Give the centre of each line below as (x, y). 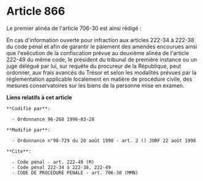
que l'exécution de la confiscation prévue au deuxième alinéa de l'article (98, 53)
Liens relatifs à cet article (39, 97)
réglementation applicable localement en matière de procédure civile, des (99, 79)
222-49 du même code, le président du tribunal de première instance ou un (102, 59)
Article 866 (36, 11)
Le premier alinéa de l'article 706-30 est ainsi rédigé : (74, 28)
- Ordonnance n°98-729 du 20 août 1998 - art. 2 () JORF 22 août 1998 (104, 141)
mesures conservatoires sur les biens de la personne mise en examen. (96, 85)
